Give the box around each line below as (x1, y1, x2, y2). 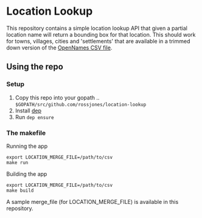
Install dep (15, 107, 41, 114)
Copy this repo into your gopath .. (15, 93, 100, 101)
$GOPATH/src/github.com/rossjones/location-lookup (15, 101, 147, 107)
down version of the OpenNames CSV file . (6, 44, 113, 51)
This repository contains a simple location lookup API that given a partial (6, 24, 187, 32)
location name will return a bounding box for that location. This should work (6, 31, 196, 38)
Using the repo (6, 62, 64, 72)
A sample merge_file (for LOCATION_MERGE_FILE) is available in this (6, 198, 179, 205)
